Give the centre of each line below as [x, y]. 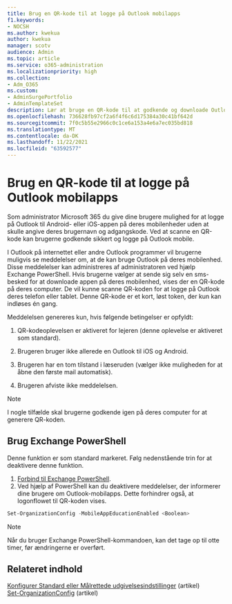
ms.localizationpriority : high [52, 71]
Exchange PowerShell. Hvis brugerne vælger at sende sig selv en [100, 274]
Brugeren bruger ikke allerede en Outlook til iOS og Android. [103, 351]
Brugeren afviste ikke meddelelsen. [67, 385]
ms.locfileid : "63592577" [44, 149]
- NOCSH [18, 26]
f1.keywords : [26, 20]
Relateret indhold [45, 569]
